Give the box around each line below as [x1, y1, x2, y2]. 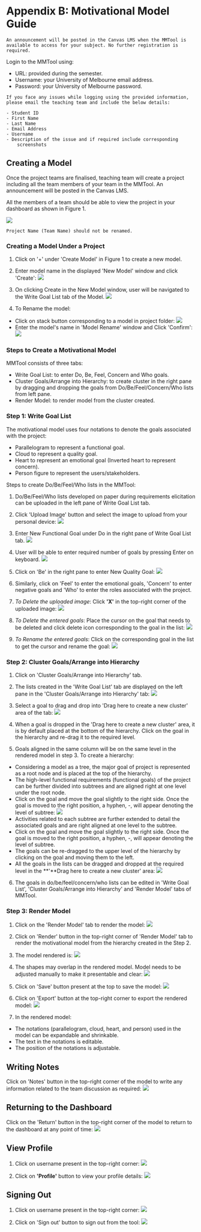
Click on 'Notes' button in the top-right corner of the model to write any [6, 1078, 183, 1086]
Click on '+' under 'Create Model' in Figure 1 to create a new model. [14, 256, 182, 263]
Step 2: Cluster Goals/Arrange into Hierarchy [6, 658, 140, 666]
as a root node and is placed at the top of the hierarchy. [14, 770, 152, 777]
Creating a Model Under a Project [6, 242, 105, 250]
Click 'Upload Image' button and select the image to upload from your [14, 511, 188, 518]
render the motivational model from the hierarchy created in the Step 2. [14, 939, 191, 947]
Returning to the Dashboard [6, 1102, 112, 1113]
